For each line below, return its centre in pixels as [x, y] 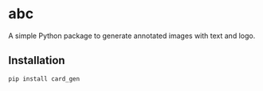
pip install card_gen [44, 79]
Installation [37, 61]
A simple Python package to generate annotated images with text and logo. [132, 36]
